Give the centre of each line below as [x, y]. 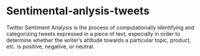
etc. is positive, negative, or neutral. [50, 46]
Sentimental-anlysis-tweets [78, 11]
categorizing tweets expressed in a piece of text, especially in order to [93, 33]
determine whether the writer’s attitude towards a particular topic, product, [98, 40]
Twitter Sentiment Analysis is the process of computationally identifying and [100, 27]
